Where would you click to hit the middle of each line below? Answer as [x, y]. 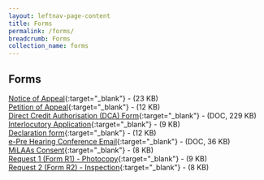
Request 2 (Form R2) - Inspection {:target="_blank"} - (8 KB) [109, 167]
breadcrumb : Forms [39, 39]
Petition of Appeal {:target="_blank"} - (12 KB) [84, 107]
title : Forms [30, 24]
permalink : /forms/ [41, 31]
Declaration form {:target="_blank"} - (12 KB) [82, 133]
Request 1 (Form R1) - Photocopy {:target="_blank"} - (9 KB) [108, 158]
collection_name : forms [49, 46]
